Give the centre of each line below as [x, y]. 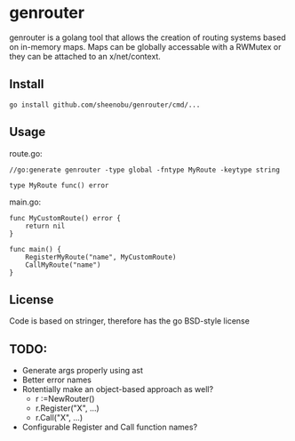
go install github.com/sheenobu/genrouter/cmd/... [105, 105]
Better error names [56, 380]
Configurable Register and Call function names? [110, 427]
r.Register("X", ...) [67, 408]
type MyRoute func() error [59, 185]
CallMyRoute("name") [63, 265]
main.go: [25, 202]
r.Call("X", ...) [59, 418]
